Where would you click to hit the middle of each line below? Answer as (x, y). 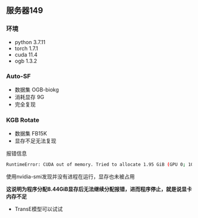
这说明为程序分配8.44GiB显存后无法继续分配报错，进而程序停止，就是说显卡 (99, 189)
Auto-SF (19, 76)
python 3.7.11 (30, 42)
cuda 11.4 (26, 54)
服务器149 (24, 11)
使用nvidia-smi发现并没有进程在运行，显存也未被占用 (70, 177)
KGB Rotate (23, 120)
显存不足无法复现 (35, 141)
